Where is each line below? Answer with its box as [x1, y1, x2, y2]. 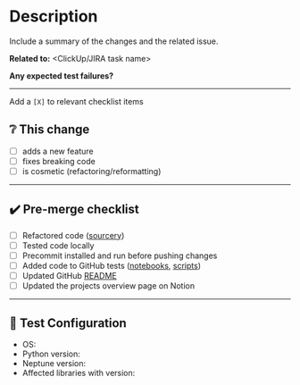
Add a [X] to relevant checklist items [9, 96, 145, 106]
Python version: [21, 348, 80, 359]
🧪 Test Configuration [9, 315, 127, 331]
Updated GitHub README [21, 271, 118, 280]
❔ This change [9, 122, 90, 138]
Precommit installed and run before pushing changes [21, 250, 218, 261]
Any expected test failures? [9, 70, 114, 81]
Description [9, 6, 98, 27]
